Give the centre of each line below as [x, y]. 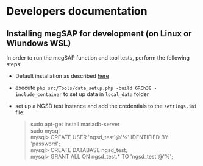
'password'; [45, 144]
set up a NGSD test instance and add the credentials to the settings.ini [106, 106]
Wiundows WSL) [39, 43]
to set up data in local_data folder [106, 94]
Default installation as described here [62, 76]
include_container [38, 95]
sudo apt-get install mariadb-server [75, 124]
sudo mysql [45, 131]
